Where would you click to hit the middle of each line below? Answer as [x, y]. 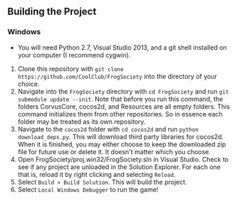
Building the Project [52, 12]
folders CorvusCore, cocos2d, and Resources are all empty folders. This [123, 107]
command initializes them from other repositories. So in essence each [120, 114]
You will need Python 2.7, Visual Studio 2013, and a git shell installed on [122, 47]
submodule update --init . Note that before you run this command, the [120, 99]
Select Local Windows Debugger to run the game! [88, 189]
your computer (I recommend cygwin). [74, 55]
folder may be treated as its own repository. [81, 121]
